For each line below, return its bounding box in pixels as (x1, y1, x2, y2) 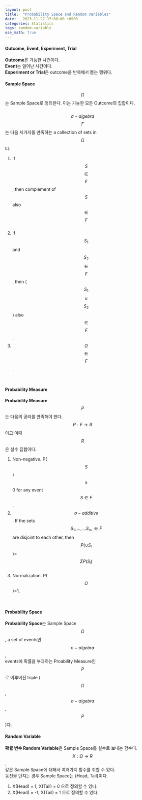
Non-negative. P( (12, 456, 48, 462)
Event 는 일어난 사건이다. (5, 63, 53, 69)
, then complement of (12, 186, 56, 192)
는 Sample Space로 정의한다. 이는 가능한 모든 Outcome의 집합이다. (5, 100, 135, 106)
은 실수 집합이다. (5, 446, 37, 452)
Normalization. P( (12, 573, 48, 579)
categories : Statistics (5, 21, 54, 26)
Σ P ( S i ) (80, 558, 93, 566)
